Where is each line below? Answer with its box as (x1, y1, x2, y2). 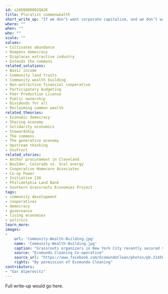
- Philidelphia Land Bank (5, 180, 59, 185)
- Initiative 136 (5, 175, 41, 181)
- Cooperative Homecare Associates (5, 166, 79, 171)
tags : (5, 189, 16, 194)
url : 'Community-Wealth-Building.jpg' (14, 236, 95, 241)
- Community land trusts (5, 73, 57, 78)
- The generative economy (5, 138, 59, 143)
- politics (5, 218, 28, 223)
